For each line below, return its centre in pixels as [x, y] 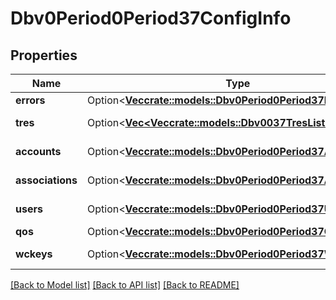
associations [46, 180]
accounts [38, 151]
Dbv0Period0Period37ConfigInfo [151, 18]
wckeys [34, 254]
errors [30, 100]
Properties [44, 55]
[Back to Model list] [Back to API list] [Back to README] [125, 285]
